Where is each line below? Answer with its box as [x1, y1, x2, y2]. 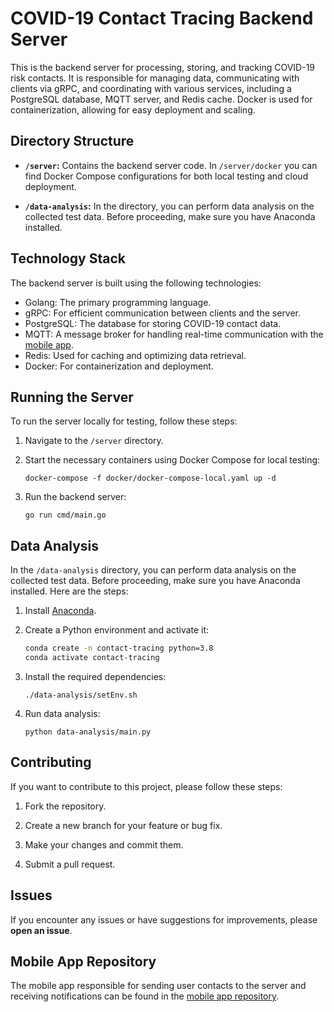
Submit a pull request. [24, 858, 116, 870]
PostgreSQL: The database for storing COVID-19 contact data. [24, 317, 282, 329]
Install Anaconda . [24, 605, 97, 617]
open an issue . [10, 924, 73, 936]
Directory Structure [10, 133, 135, 150]
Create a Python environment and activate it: [24, 624, 210, 636]
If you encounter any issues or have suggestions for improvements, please [10, 913, 318, 926]
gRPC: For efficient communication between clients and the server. [24, 307, 302, 319]
